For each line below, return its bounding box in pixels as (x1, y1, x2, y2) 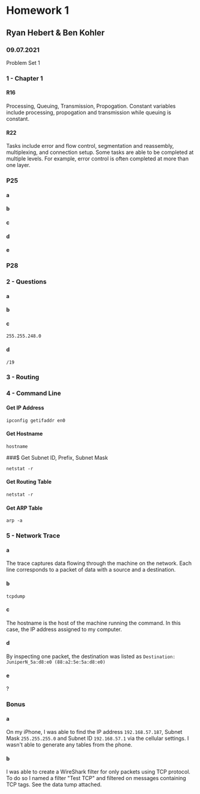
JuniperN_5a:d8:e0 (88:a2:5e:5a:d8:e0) (6, 659, 106, 665)
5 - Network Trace (6, 531, 60, 540)
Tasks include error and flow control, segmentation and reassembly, (6, 142, 174, 150)
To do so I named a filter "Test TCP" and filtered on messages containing (6, 775, 187, 782)
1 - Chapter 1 (6, 74, 43, 82)
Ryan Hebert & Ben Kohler (6, 28, 105, 38)
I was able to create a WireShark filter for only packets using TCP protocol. (6, 768, 190, 775)
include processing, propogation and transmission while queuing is (6, 109, 172, 116)
